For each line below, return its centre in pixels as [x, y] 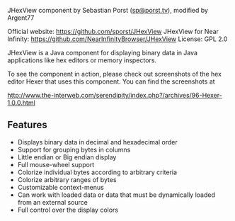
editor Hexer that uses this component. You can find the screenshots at [111, 81]
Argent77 [21, 18]
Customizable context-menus [61, 187]
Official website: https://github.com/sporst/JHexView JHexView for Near [113, 32]
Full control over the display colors [68, 210]
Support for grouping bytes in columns [74, 149]
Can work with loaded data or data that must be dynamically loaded [116, 195]
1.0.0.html [21, 103]
